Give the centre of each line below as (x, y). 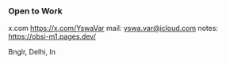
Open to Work (36, 11)
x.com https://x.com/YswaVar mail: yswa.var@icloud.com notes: (113, 28)
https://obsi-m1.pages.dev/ (52, 36)
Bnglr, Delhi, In (32, 52)
